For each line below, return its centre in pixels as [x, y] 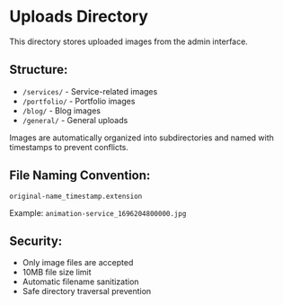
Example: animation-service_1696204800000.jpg [98, 212]
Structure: [39, 70]
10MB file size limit [57, 273]
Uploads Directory [79, 17]
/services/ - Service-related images [90, 91]
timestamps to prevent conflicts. [69, 147]
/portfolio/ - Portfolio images [79, 101]
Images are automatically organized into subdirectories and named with [141, 138]
